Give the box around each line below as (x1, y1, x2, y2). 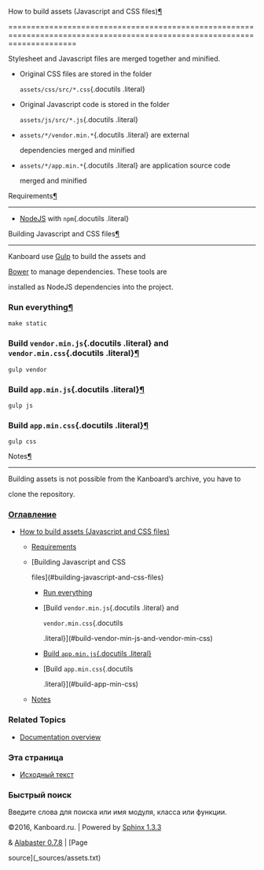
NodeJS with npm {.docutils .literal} (19, 214, 130, 223)
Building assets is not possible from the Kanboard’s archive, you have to (8, 474, 241, 483)
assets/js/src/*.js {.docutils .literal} (19, 115, 139, 124)
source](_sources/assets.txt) (8, 853, 101, 863)
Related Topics (8, 714, 67, 725)
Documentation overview (19, 732, 101, 742)
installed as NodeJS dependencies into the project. (8, 283, 174, 291)
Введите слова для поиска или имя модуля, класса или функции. (8, 807, 228, 817)
